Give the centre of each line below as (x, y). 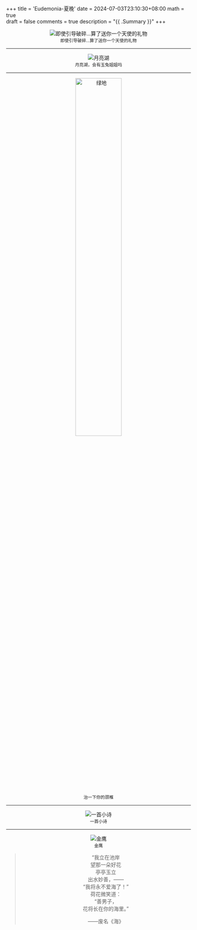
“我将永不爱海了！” (106, 887)
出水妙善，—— (106, 879)
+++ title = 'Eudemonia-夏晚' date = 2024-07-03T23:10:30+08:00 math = (95, 9)
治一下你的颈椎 (98, 797)
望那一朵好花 (106, 865)
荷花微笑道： (106, 894)
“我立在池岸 (106, 857)
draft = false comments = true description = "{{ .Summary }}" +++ (86, 21)
